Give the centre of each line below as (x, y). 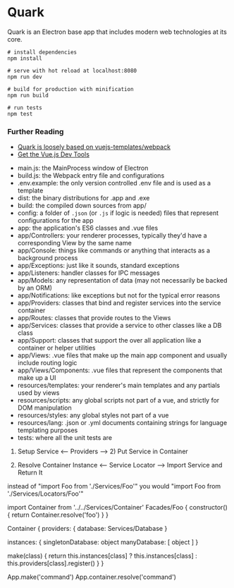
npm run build (28, 95)
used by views (38, 393)
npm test (20, 114)
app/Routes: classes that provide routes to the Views (94, 318)
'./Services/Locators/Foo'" (45, 494)
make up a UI (37, 378)
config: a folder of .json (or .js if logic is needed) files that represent (118, 213)
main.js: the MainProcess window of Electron (83, 168)
